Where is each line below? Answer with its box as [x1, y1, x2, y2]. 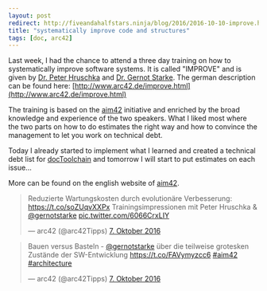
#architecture [27, 258, 72, 268]
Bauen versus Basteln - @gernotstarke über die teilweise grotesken [27, 242, 249, 251]
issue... [8, 163, 32, 172]
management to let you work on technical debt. [8, 131, 163, 140]
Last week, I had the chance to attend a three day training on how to [8, 56, 232, 65]
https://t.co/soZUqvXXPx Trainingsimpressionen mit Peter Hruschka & [27, 203, 257, 212]
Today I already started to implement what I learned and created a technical [8, 146, 256, 155]
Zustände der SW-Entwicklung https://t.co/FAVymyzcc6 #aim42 [27, 250, 238, 260]
